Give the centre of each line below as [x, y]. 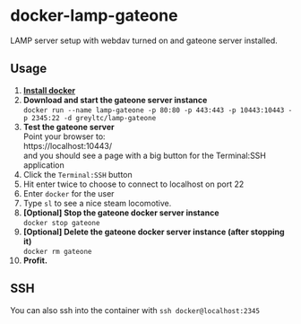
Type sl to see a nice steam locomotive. [97, 203]
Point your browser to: [64, 136]
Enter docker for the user [69, 193]
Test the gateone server [69, 127]
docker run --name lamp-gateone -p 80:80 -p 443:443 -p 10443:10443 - [158, 110]
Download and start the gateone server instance [115, 100]
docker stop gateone [61, 223]
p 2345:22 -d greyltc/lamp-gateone [90, 118]
